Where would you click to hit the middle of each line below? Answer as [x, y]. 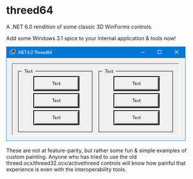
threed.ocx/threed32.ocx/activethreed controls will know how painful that [96, 163]
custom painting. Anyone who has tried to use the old [72, 156]
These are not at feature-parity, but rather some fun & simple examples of [96, 150]
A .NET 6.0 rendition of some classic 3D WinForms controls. [80, 27]
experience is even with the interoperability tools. [66, 169]
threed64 [30, 10]
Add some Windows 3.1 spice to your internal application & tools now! [91, 38]
